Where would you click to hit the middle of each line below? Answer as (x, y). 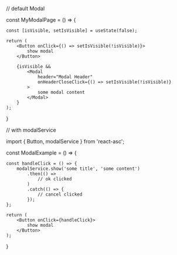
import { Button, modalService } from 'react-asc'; (65, 141)
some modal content (61, 92)
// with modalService (31, 130)
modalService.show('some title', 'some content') (79, 169)
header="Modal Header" (65, 77)
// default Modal (25, 9)
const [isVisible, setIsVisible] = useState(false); (72, 31)
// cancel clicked (60, 194)
